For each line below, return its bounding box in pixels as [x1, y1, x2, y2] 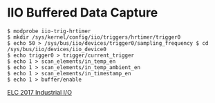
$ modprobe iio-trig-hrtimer [7, 28, 91, 35]
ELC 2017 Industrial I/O [7, 88, 73, 96]
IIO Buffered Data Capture [7, 5, 158, 21]
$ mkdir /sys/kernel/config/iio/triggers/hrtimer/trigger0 [7, 33, 181, 41]
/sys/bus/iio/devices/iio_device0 [7, 46, 107, 53]
